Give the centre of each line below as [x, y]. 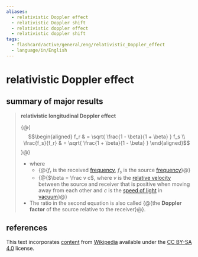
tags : [13, 39]
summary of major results [55, 101]
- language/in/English [39, 50]
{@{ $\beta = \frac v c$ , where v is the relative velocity [105, 177]
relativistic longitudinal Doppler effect [68, 116]
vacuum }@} [53, 196]
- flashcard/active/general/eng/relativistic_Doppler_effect [88, 45]
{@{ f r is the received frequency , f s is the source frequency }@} [114, 171]
